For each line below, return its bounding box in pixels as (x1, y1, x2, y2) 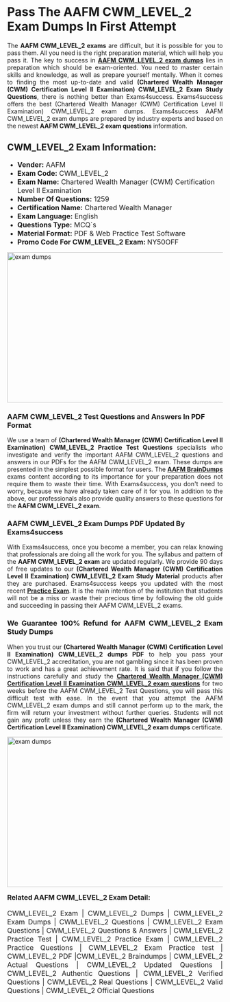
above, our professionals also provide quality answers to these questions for (7, 494, 223, 503)
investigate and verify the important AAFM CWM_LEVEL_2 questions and (7, 451, 223, 459)
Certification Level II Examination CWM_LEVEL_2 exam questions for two (7, 679, 223, 687)
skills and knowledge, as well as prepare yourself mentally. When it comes (7, 70, 223, 79)
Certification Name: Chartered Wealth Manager (16, 203, 172, 212)
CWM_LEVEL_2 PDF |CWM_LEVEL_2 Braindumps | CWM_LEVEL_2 (7, 951, 223, 961)
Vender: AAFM (16, 159, 66, 169)
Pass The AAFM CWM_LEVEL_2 (7, 4, 192, 20)
